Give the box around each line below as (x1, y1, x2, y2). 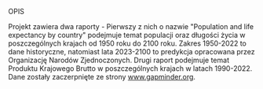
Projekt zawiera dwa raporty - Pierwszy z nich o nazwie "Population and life (8, 22, 254, 31)
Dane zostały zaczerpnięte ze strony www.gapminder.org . (8, 72, 196, 81)
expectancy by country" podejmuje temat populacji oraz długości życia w (8, 31, 246, 39)
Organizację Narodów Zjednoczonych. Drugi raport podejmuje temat (8, 55, 230, 65)
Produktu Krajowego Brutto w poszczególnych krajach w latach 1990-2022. (8, 64, 253, 73)
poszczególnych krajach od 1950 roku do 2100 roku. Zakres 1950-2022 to (8, 39, 247, 48)
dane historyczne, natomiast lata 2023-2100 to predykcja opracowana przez (8, 47, 255, 56)
